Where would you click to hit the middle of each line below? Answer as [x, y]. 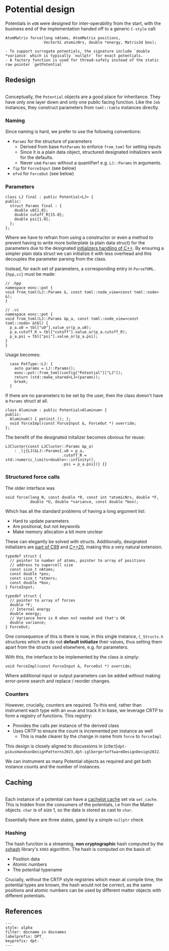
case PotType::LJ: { [31, 364]
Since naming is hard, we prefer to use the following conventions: [73, 132]
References [24, 912]
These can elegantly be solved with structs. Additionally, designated [76, 541]
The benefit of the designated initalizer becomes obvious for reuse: [75, 437]
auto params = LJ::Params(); [45, 369]
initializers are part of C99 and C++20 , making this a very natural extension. [84, 547]
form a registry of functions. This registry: [49, 716]
